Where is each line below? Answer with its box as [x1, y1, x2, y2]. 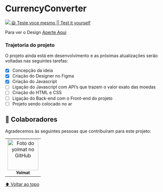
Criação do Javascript [12, 79, 57, 84]
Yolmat [16, 170, 30, 176]
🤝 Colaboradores [5, 115, 58, 124]
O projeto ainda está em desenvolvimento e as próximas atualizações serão [5, 53, 158, 59]
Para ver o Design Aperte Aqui [5, 29, 67, 35]
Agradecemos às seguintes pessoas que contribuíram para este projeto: [5, 128, 151, 134]
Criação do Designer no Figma [12, 73, 75, 79]
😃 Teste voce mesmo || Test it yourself [11, 20, 91, 26]
